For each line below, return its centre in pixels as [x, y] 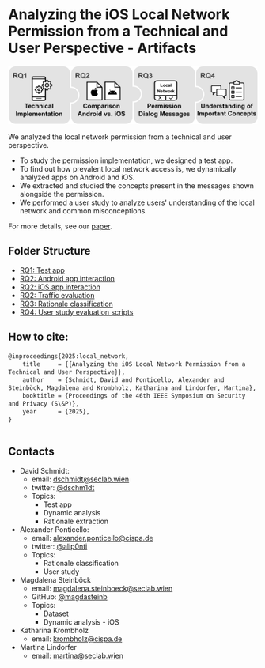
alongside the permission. [62, 194]
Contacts [32, 452]
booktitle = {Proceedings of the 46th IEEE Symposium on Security [134, 396]
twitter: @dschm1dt [63, 487]
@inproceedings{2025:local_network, [68, 356]
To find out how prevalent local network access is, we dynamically [128, 169]
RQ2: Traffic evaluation [57, 295]
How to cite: [38, 337]
